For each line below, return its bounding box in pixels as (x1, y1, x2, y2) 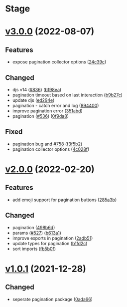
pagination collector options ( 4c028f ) (12, 146, 90, 152)
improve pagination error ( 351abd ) (12, 108, 83, 114)
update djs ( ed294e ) (12, 97, 55, 103)
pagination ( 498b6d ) (12, 224, 55, 230)
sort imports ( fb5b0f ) (12, 246, 56, 252)
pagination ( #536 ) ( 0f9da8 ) (12, 113, 69, 119)
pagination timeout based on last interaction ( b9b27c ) (12, 92, 123, 98)
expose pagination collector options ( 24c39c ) (12, 59, 107, 65)
